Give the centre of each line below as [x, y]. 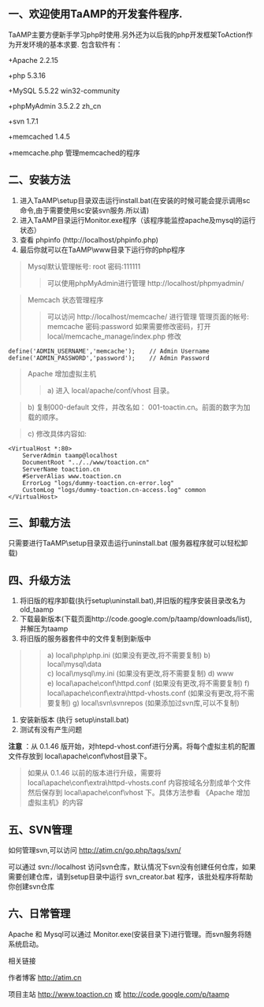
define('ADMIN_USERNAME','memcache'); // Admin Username [109, 351]
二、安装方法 [39, 180]
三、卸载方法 [39, 523]
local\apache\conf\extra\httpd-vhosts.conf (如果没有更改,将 [144, 693]
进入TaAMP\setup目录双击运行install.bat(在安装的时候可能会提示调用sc [135, 200]
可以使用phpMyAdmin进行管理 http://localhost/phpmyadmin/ [145, 283]
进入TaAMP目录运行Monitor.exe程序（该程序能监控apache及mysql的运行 [138, 220]
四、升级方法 [39, 580]
